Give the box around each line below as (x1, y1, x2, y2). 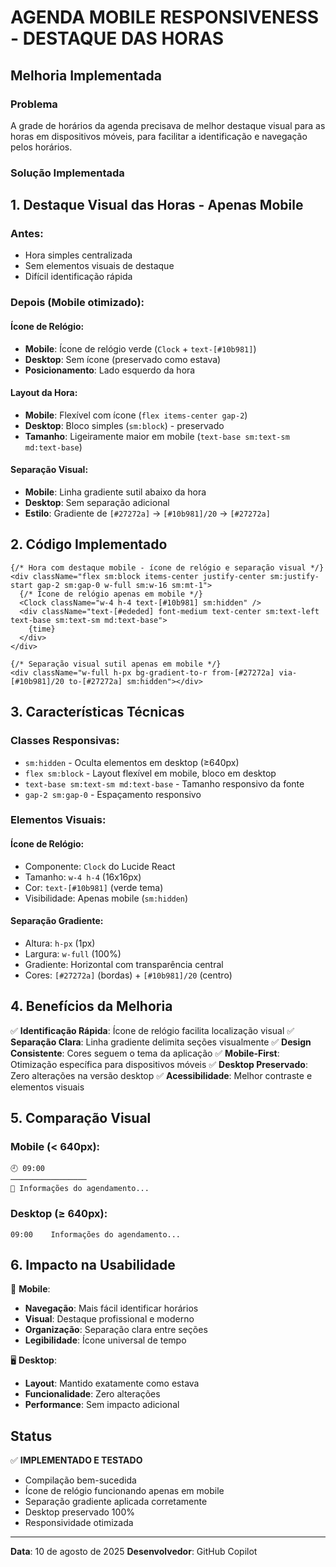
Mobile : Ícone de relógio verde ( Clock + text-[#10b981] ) (24, 342, 257, 355)
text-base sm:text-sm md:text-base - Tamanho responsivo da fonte (24, 777, 305, 790)
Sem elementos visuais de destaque (24, 260, 175, 272)
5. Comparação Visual (10, 1110, 152, 1127)
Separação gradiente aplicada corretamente (24, 1496, 208, 1508)
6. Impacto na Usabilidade (10, 1257, 176, 1274)
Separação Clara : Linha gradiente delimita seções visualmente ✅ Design (10, 1036, 312, 1048)
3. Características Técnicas (10, 704, 185, 721)
